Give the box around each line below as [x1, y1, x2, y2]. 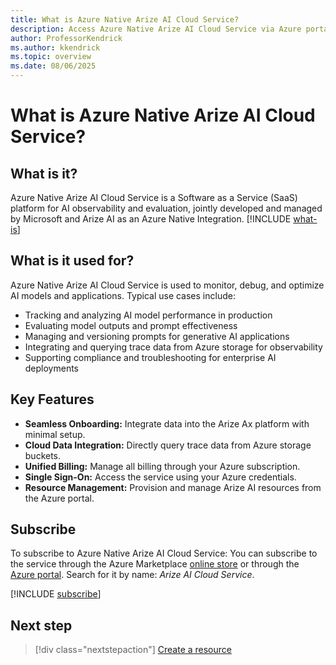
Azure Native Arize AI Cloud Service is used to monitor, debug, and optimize [10, 279, 325, 291]
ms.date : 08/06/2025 [10, 61, 97, 71]
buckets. [24, 449, 62, 461]
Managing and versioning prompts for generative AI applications [24, 330, 290, 342]
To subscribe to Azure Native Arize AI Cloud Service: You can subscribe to [10, 547, 318, 560]
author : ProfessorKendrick [10, 33, 123, 43]
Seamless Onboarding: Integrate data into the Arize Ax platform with [24, 417, 310, 430]
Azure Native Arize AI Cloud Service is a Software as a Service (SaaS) [10, 192, 298, 203]
